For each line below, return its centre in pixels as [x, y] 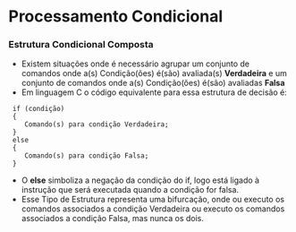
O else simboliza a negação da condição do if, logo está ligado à [140, 180]
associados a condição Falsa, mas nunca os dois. [113, 219]
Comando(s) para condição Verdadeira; [97, 125]
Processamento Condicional [116, 17]
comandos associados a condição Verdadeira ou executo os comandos [153, 209]
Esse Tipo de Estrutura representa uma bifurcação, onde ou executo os [153, 200]
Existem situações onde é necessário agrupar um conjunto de [135, 64]
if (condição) [38, 109]
